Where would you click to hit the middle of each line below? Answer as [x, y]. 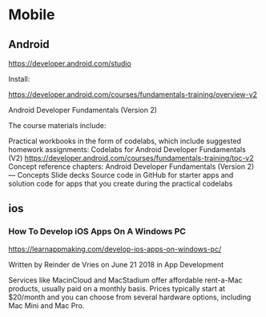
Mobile [32, 15]
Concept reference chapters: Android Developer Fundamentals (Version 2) [131, 167]
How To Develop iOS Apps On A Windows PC [97, 231]
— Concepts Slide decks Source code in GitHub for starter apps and [121, 175]
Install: [19, 79]
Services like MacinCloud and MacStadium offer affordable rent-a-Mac [125, 280]
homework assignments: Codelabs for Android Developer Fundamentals [127, 149]
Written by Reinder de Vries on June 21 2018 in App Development [116, 264]
